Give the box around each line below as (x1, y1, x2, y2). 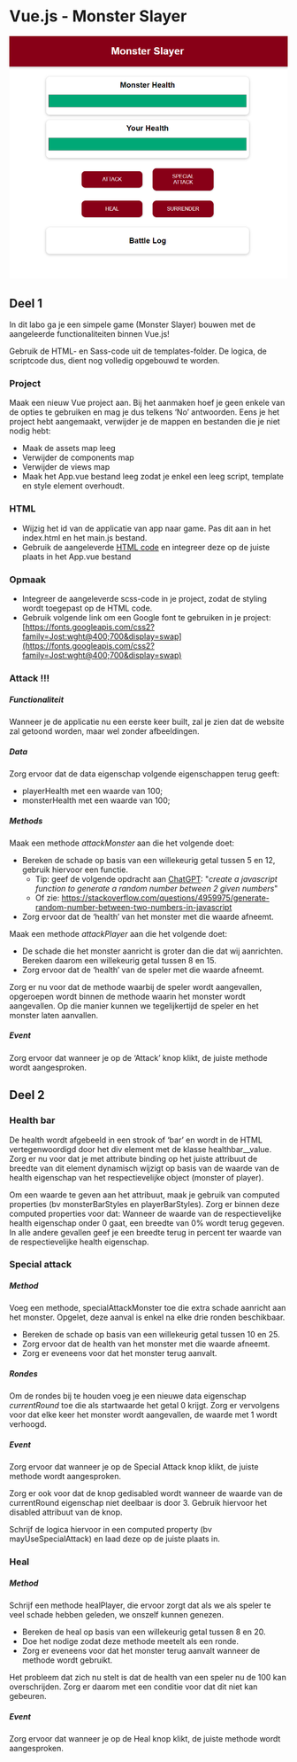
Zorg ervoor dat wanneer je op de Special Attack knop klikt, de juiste (9, 1462, 259, 1472)
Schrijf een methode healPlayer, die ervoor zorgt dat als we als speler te (9, 1600, 271, 1610)
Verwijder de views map (21, 462, 110, 472)
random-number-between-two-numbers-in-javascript (34, 901, 232, 912)
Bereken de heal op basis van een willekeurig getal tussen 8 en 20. (21, 1626, 267, 1637)
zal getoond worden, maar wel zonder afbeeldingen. (9, 725, 200, 737)
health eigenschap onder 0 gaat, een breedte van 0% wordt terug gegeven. (9, 1217, 285, 1228)
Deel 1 (9, 295, 42, 311)
